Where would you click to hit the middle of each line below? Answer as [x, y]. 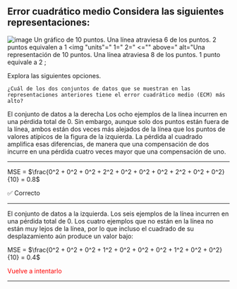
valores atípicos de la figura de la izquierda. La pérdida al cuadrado [105, 136]
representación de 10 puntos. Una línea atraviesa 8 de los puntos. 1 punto [114, 54]
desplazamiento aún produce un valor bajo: [71, 236]
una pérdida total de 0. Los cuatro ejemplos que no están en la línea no [110, 221]
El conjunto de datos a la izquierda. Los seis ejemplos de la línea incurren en [118, 214]
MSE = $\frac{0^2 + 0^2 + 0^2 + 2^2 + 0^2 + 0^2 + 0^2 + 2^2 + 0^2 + [109, 171]
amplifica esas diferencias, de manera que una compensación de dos [108, 144]
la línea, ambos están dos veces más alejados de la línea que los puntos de [116, 129]
